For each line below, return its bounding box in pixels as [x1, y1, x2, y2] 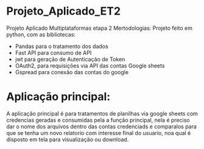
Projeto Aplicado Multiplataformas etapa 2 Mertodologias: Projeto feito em [6, 24, 193, 32]
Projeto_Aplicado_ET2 [6, 4, 121, 18]
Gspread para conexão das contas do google [15, 68, 129, 75]
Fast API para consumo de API [15, 49, 92, 56]
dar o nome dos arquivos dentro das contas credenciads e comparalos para [6, 123, 197, 130]
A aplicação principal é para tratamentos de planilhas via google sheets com [6, 109, 198, 117]
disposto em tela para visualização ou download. [6, 136, 129, 143]
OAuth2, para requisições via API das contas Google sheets [15, 62, 165, 69]
